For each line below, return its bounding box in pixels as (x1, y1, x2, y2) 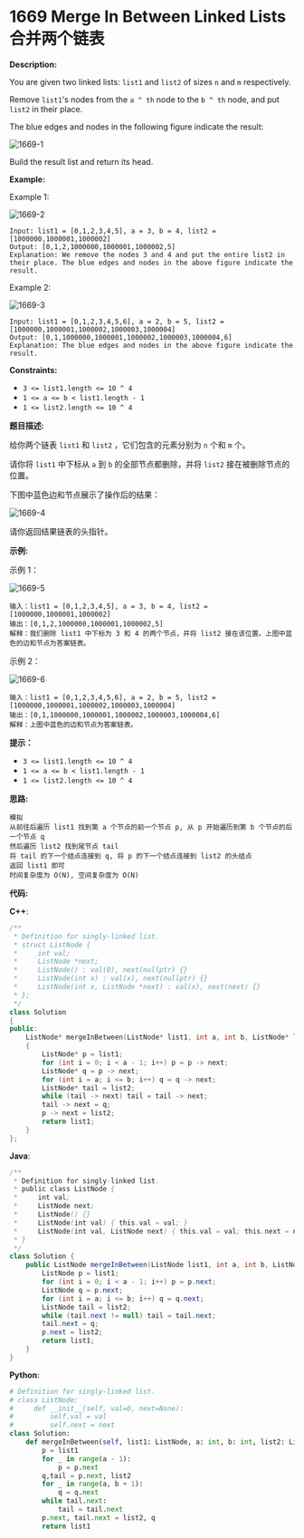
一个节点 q (9, 831, 45, 841)
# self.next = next (9, 1420, 116, 1430)
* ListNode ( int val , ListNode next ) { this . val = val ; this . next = (13, 1226, 290, 1235)
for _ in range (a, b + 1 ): (42, 1479, 144, 1489)
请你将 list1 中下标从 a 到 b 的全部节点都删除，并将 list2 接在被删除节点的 (9, 458, 290, 469)
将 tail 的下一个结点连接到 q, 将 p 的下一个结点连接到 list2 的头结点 (9, 851, 252, 860)
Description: (9, 59, 57, 70)
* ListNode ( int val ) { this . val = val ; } (13, 1218, 188, 1227)
